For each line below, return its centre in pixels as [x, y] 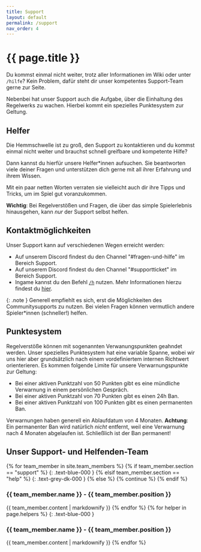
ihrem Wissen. [24, 176]
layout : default [26, 17]
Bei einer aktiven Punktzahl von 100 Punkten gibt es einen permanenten [104, 402]
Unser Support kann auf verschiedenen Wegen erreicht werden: [85, 245]
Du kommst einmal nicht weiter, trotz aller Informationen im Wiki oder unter [99, 75]
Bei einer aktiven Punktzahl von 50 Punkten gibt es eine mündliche [97, 383]
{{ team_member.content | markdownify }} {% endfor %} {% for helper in [96, 508]
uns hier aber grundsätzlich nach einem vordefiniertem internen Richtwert [97, 359]
